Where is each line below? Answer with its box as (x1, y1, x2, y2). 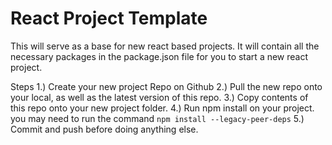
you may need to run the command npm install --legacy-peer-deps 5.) (10, 112, 305, 124)
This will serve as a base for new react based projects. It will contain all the (10, 40, 320, 52)
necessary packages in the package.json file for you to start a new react (10, 50, 309, 62)
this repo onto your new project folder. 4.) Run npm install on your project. (10, 102, 315, 114)
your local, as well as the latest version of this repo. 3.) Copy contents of (10, 91, 309, 103)
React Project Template (10, 7, 208, 30)
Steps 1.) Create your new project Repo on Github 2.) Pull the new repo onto (10, 80, 323, 92)
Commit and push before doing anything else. (10, 123, 199, 135)
